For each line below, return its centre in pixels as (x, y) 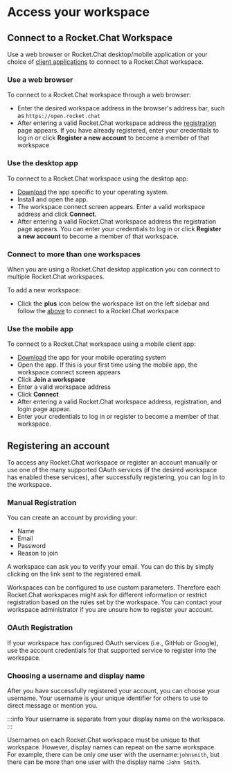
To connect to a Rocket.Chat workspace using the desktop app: (98, 178)
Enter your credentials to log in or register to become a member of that (118, 417)
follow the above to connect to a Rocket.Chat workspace (98, 310)
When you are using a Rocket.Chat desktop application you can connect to (114, 269)
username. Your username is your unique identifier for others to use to (108, 698)
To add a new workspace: (44, 290)
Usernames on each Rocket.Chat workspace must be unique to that (104, 740)
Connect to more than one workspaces (74, 254)
